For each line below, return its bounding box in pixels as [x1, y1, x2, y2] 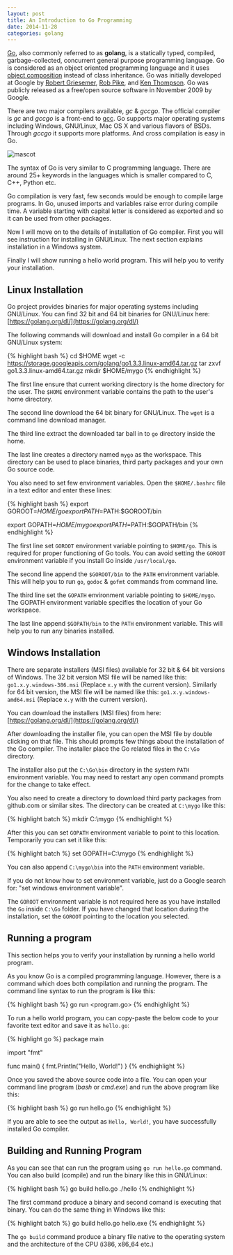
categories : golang [7, 29, 64, 37]
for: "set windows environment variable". [7, 883, 124, 892]
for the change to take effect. [7, 780, 91, 788]
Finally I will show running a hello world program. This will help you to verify [7, 256, 225, 265]
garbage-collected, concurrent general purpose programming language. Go [7, 57, 225, 65]
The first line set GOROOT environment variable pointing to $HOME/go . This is [7, 542, 218, 550]
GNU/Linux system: [7, 338, 63, 346]
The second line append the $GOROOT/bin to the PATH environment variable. [7, 570, 220, 578]
